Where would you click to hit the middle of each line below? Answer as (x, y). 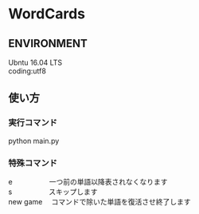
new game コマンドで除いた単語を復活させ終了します (99, 201)
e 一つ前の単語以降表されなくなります (88, 181)
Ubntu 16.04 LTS (35, 62)
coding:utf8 (27, 71)
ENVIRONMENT (48, 44)
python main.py (34, 141)
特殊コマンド (33, 163)
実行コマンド (33, 123)
